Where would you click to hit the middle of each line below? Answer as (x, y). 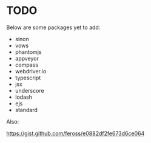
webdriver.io (31, 71)
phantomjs (28, 52)
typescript (28, 78)
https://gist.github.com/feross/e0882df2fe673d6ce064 (75, 133)
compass (26, 65)
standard (26, 110)
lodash (23, 97)
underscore (29, 90)
